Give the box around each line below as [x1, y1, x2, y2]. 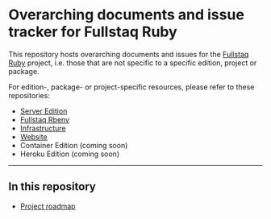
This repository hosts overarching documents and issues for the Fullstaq [8, 49, 249, 59]
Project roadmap [19, 201, 76, 211]
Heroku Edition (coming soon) [19, 149, 119, 159]
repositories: [8, 90, 51, 100]
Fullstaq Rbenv [19, 114, 70, 124]
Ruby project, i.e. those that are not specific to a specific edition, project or [8, 58, 257, 68]
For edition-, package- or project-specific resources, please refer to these [8, 82, 255, 92]
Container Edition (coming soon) [19, 140, 128, 150]
